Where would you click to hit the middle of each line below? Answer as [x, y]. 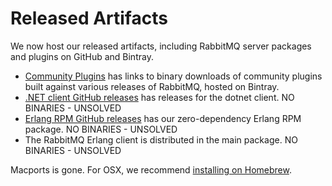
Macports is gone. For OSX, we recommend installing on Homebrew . [151, 169]
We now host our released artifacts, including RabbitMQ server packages [161, 46]
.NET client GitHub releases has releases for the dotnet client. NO [159, 97]
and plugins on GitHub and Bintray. [82, 56]
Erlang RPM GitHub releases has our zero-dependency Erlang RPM [163, 118]
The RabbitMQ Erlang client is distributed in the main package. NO [161, 139]
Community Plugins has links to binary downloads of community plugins [173, 76]
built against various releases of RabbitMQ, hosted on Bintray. [152, 86]
